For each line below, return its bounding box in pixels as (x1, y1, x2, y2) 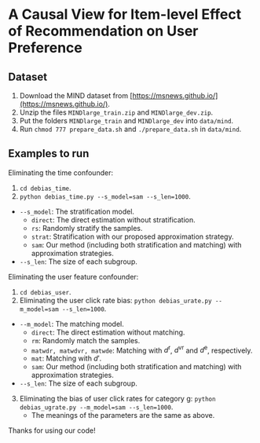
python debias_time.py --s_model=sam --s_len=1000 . (19, 191, 191, 201)
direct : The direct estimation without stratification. (31, 214, 196, 225)
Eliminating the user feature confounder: (8, 272, 139, 281)
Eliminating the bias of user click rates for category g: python (19, 394, 216, 404)
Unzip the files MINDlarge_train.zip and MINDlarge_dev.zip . (19, 108, 214, 117)
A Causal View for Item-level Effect (8, 5, 242, 24)
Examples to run (8, 147, 90, 160)
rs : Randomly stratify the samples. (31, 223, 143, 232)
